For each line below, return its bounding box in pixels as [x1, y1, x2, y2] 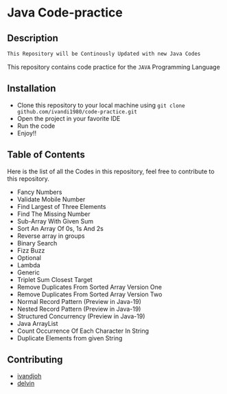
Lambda [16, 261, 40, 269]
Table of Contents [7, 149, 86, 161]
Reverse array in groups [16, 232, 85, 240]
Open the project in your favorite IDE [16, 114, 121, 122]
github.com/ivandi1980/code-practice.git [16, 108, 137, 115]
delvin [16, 380, 35, 388]
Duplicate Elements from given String [16, 333, 123, 342]
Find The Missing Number [16, 210, 91, 218]
